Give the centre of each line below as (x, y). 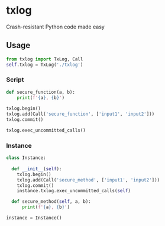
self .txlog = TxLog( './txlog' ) (45, 65)
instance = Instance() (34, 218)
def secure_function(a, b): (41, 92)
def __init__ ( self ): (37, 169)
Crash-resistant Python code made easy (55, 27)
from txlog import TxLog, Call (45, 59)
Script (15, 79)
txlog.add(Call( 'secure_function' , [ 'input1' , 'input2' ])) (80, 114)
